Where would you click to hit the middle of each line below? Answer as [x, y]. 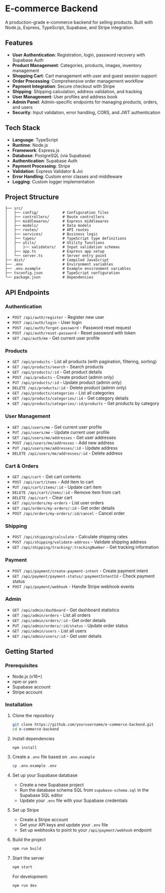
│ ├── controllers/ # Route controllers [55, 217]
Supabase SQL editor [41, 795]
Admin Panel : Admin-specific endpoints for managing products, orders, [85, 102]
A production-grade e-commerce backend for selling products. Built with [79, 22]
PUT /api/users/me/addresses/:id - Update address [65, 448]
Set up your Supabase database [45, 775]
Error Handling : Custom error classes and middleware [67, 176]
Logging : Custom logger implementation [53, 182]
